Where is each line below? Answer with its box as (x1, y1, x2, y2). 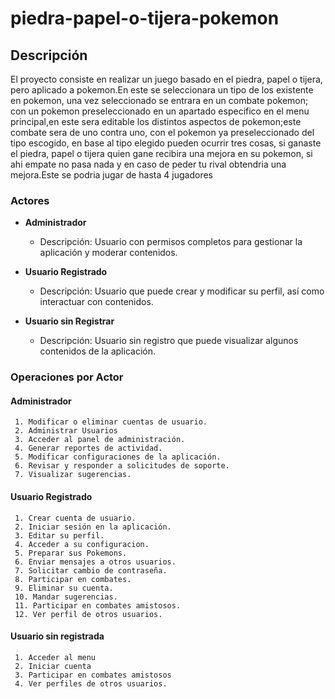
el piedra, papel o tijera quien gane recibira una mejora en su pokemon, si (10, 148, 313, 159)
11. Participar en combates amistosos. (14, 600, 182, 611)
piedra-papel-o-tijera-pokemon (10, 7, 280, 30)
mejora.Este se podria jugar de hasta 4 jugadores (10, 169, 213, 181)
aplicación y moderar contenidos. (39, 247, 178, 259)
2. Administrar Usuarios (14, 426, 118, 436)
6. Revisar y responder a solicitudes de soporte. (14, 461, 230, 471)
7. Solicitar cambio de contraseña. (14, 565, 168, 576)
